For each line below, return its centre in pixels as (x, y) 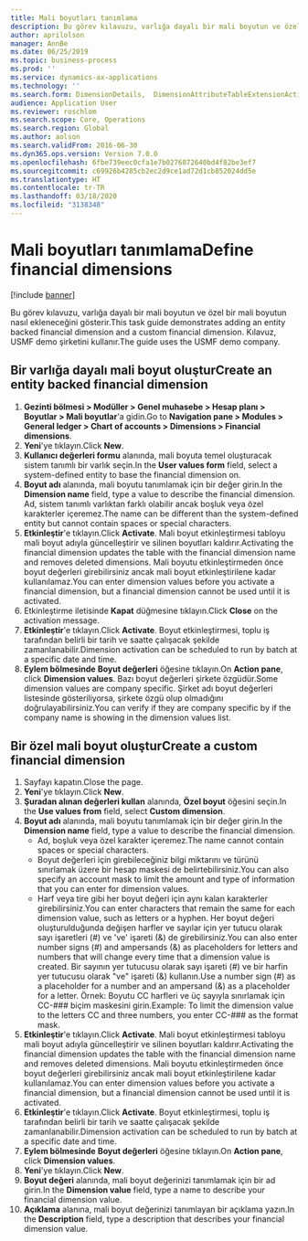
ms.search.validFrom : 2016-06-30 (74, 145)
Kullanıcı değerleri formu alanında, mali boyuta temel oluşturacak (148, 455)
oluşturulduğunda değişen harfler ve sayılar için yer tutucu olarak (160, 928)
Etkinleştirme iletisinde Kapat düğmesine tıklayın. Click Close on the (150, 610)
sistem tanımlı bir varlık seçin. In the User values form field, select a (150, 465)
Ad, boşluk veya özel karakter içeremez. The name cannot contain (160, 841)
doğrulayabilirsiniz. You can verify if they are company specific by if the (157, 707)
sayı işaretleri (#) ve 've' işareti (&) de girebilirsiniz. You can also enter (167, 938)
